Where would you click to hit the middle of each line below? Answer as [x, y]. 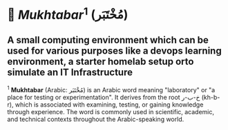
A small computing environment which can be [108, 40]
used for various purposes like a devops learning [115, 51]
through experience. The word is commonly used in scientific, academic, [111, 111]
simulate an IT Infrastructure [70, 72]
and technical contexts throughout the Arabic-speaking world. [96, 119]
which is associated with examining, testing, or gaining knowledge [109, 105]
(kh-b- [211, 97]
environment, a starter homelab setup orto [101, 62]
